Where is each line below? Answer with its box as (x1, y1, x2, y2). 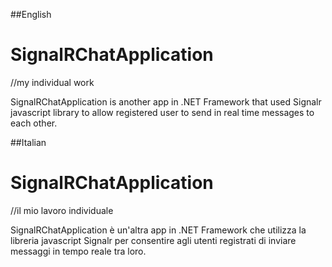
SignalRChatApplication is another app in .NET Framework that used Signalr (10, 95, 322, 108)
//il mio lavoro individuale (10, 204, 114, 216)
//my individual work (10, 76, 95, 88)
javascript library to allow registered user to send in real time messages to (10, 106, 315, 118)
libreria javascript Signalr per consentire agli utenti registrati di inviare (10, 234, 297, 246)
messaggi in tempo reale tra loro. (10, 245, 147, 257)
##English (10, 9, 52, 20)
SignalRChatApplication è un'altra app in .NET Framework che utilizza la (10, 224, 307, 236)
